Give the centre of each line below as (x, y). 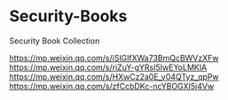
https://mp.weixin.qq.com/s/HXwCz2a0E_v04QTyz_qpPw (114, 76)
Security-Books (68, 16)
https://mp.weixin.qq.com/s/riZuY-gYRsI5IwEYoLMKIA (108, 67)
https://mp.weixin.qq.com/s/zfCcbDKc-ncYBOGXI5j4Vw (112, 86)
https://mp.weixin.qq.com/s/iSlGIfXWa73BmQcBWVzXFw (114, 58)
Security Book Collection (55, 41)
